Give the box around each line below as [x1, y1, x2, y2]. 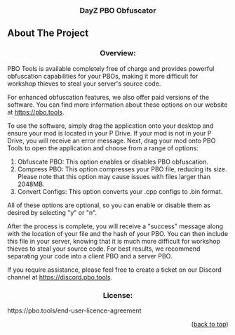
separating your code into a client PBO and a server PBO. [7, 251, 173, 260]
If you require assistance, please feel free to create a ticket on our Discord [7, 265, 222, 274]
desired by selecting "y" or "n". [7, 208, 97, 216]
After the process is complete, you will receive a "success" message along [7, 222, 223, 230]
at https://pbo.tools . [7, 107, 65, 116]
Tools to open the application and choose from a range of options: [7, 143, 199, 152]
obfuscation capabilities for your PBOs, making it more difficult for [7, 72, 199, 80]
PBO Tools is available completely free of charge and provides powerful [7, 64, 215, 72]
